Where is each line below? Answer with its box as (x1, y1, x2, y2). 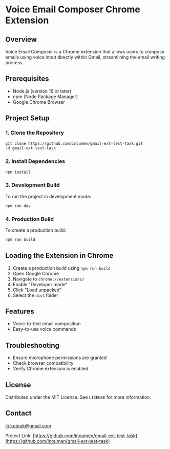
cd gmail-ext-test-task (5, 145, 56, 151)
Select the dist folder (12, 292, 59, 298)
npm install (5, 170, 31, 175)
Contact (5, 409, 32, 418)
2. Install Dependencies (5, 158, 66, 165)
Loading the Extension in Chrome (5, 251, 114, 260)
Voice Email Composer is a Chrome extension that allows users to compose (5, 49, 165, 54)
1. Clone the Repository (5, 129, 64, 137)
